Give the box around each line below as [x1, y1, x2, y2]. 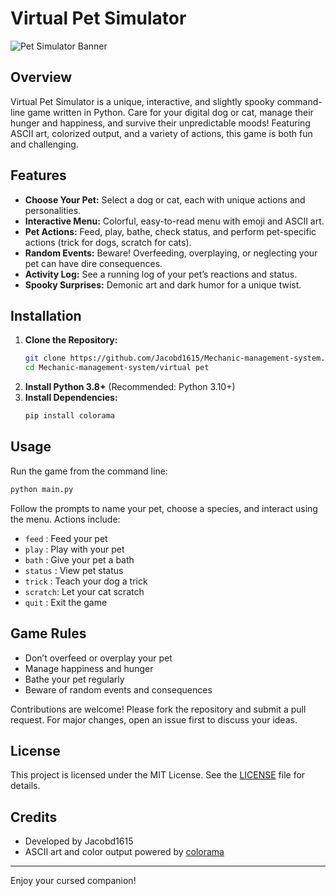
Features [10, 167, 67, 184]
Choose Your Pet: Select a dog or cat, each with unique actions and [24, 193, 306, 206]
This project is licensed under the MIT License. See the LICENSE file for [10, 769, 306, 781]
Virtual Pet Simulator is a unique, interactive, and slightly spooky [10, 95, 275, 107]
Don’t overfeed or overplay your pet [24, 652, 173, 664]
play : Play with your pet [24, 543, 125, 555]
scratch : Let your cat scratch [24, 585, 145, 597]
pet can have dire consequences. [24, 257, 163, 269]
